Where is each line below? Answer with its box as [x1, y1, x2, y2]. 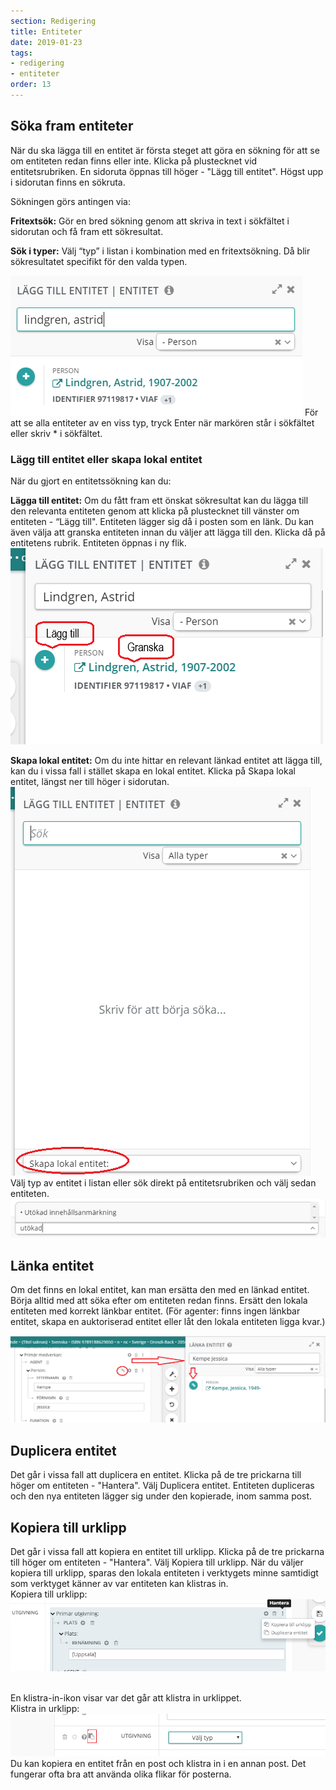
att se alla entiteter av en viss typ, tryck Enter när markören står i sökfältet [10, 416, 315, 429]
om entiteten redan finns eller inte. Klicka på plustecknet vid [10, 155, 258, 167]
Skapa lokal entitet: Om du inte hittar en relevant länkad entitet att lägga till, [10, 754, 323, 766]
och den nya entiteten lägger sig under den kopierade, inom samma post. [10, 1490, 313, 1502]
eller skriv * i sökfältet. [10, 427, 103, 439]
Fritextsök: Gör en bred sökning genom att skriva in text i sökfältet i [10, 215, 290, 227]
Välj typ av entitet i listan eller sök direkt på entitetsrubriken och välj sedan [10, 1176, 317, 1189]
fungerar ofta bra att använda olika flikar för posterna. [10, 1768, 232, 1780]
